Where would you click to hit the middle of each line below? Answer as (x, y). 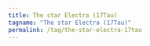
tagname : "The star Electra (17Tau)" (70, 23)
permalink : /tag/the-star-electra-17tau (75, 30)
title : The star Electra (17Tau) (63, 15)
